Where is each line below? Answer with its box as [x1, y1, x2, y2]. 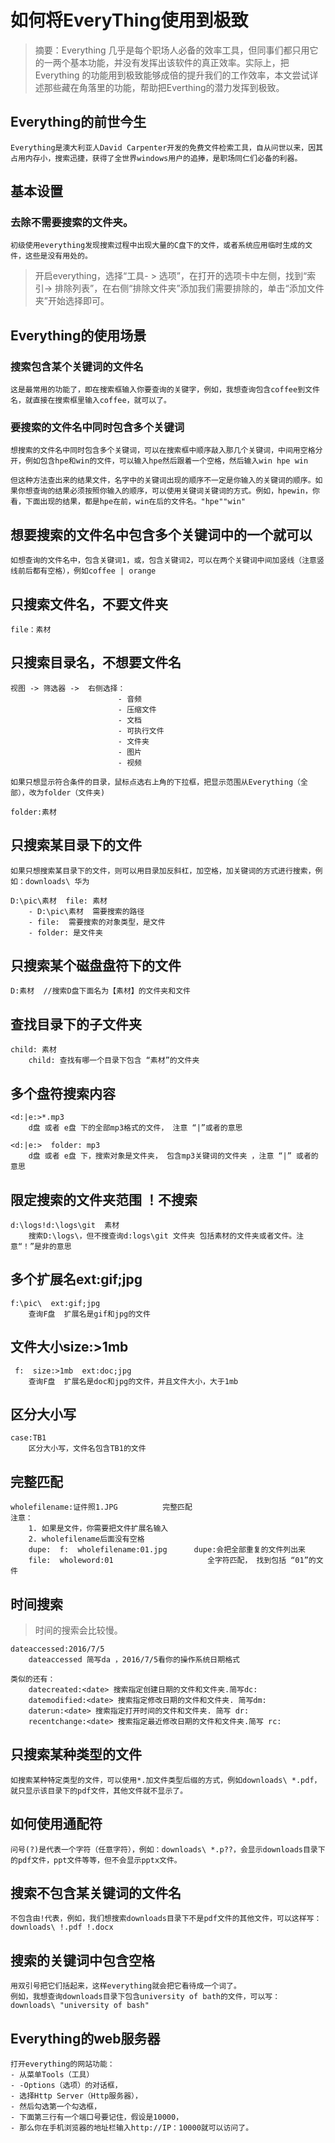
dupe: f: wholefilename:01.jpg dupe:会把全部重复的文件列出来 [28, 1545, 306, 1555]
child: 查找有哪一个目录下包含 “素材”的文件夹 [28, 1056, 200, 1066]
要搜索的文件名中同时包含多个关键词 [10, 421, 185, 435]
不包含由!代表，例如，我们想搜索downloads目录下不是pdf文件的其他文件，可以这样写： [10, 1914, 322, 1924]
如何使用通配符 [10, 1816, 103, 1833]
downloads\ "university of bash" [10, 2001, 150, 2011]
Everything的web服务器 [10, 2030, 161, 2047]
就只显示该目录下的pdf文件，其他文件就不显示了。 [10, 1786, 188, 1796]
